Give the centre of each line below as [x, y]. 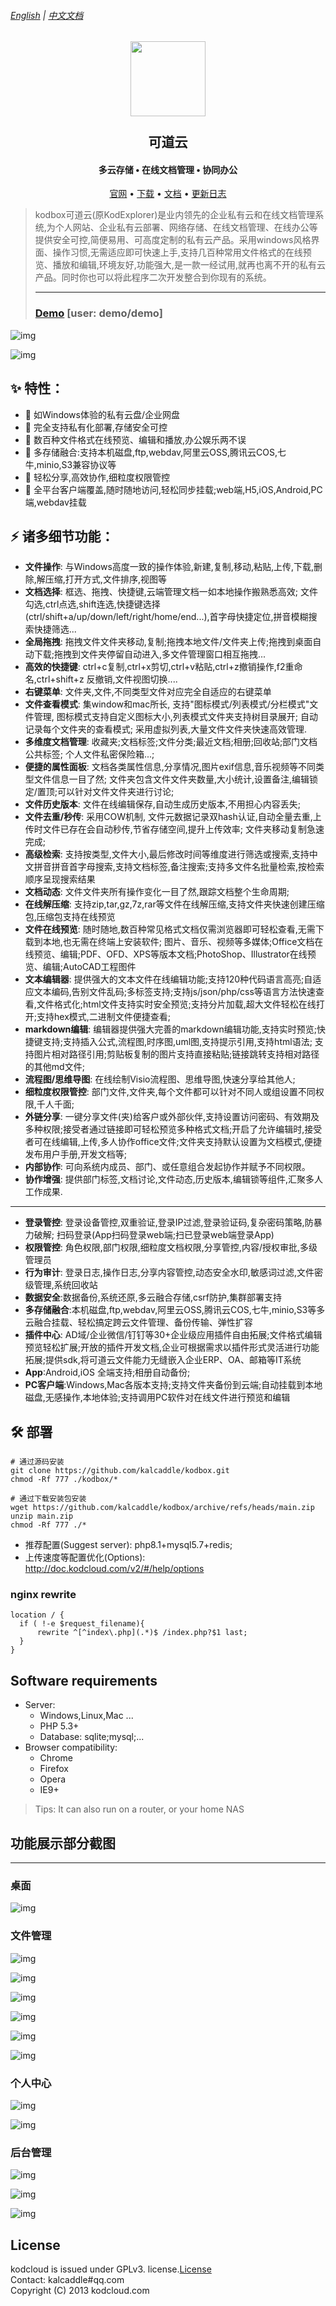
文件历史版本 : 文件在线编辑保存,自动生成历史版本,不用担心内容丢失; [163, 804]
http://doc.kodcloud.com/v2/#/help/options [114, 1569]
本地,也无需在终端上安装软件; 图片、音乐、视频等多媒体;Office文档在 [183, 942]
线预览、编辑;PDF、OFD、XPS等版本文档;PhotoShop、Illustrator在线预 [170, 954]
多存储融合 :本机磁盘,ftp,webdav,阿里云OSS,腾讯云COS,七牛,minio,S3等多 [175, 1310]
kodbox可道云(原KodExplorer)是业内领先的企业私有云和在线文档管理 [175, 215]
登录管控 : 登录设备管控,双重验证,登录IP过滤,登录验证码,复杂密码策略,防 [169, 1222]
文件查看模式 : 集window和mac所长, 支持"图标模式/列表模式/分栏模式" [167, 704]
